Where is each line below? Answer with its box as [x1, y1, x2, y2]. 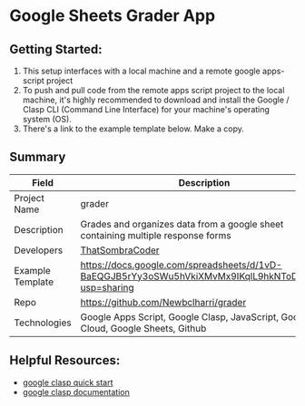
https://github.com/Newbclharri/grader [80, 295, 247, 308]
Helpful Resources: [9, 353, 121, 368]
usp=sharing [80, 281, 134, 294]
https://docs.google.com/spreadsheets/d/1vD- [80, 258, 283, 271]
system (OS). [22, 114, 73, 124]
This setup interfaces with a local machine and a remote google [22, 65, 261, 76]
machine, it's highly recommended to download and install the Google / [22, 94, 290, 105]
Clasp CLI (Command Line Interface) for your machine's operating [22, 104, 271, 114]
